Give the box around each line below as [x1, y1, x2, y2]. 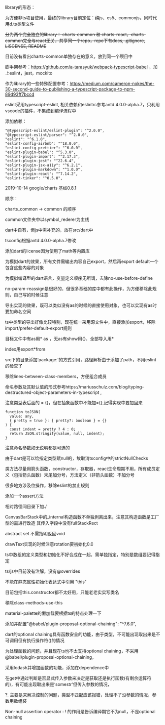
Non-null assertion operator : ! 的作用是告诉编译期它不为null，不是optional [5, 709, 156, 714]
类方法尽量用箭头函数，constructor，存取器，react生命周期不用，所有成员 [5, 466, 156, 471]
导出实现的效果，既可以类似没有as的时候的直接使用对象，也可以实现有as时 [5, 302, 157, 308]
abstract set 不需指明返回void [5, 531, 66, 536]
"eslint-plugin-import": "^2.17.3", [5, 154, 80, 159]
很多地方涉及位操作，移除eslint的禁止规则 [5, 482, 90, 488]
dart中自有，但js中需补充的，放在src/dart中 [5, 227, 94, 233]
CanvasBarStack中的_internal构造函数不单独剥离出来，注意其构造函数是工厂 [5, 514, 160, 520]
